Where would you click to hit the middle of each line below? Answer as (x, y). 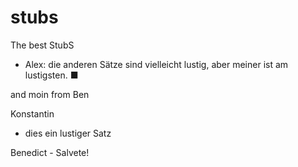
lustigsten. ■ (51, 75)
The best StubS (42, 45)
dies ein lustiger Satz (68, 133)
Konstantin (32, 113)
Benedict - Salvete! (50, 152)
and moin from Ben (50, 94)
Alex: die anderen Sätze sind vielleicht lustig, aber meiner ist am (156, 64)
